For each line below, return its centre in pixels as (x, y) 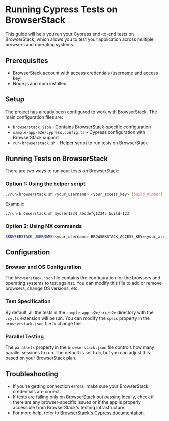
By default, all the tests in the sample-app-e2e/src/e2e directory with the (80, 312)
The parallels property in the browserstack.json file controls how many (80, 347)
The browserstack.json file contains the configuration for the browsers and (83, 278)
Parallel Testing (25, 336)
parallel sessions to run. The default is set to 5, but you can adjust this (78, 352)
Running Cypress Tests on (61, 9)
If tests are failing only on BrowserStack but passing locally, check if (83, 397)
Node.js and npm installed (39, 83)
